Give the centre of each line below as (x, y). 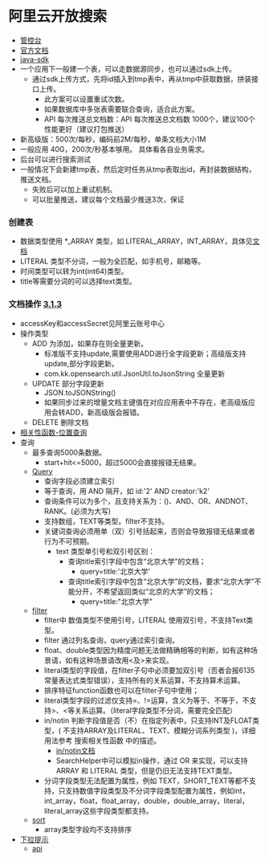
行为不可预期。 (69, 541)
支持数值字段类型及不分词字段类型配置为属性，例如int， (157, 790)
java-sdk (35, 59)
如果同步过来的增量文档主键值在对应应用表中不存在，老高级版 (146, 402)
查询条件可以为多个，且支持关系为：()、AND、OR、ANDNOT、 (148, 501)
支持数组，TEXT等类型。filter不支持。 (106, 521)
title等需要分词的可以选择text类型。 (78, 281)
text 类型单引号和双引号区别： (105, 551)
